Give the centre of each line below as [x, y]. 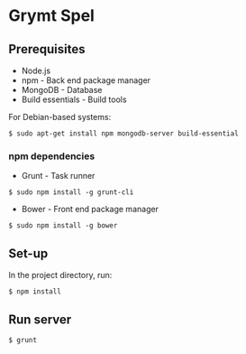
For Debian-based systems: [60, 117]
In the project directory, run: [60, 275]
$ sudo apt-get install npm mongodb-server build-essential [124, 134]
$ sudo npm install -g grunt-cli [71, 192]
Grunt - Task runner [58, 176]
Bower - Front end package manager [90, 210]
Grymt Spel [52, 16]
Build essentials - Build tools [74, 99]
